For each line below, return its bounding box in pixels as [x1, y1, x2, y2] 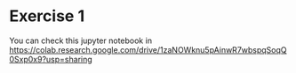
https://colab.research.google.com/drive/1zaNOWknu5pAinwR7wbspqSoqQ [9, 44, 287, 55]
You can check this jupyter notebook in [9, 35, 153, 46]
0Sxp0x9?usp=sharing [9, 54, 93, 64]
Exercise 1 [9, 6, 85, 26]
